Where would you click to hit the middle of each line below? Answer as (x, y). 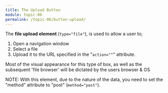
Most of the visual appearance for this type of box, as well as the (74, 65)
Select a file (25, 49)
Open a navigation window (41, 44)
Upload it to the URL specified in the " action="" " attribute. (74, 54)
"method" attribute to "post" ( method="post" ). (53, 85)
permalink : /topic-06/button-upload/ (46, 19)
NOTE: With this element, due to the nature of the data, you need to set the (84, 80)
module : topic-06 (24, 15)
